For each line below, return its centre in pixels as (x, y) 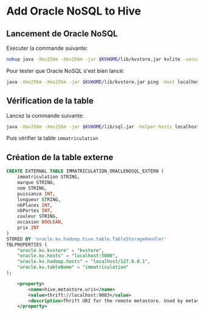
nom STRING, (32, 188)
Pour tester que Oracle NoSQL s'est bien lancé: (65, 70)
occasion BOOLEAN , (40, 222)
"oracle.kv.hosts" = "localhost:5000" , (68, 256)
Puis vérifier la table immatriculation (52, 138)
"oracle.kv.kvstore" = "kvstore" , (61, 250)
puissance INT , (36, 194)
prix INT (28, 228)
